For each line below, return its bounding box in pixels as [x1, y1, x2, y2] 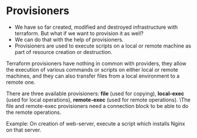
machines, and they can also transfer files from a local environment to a [6, 72, 180, 79]
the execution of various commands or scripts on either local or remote [6, 66, 178, 73]
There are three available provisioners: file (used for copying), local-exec [6, 90, 185, 97]
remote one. [6, 78, 36, 86]
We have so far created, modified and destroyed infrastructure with [14, 23, 178, 31]
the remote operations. [6, 109, 62, 116]
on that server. [6, 126, 42, 133]
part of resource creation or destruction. [14, 48, 113, 55]
